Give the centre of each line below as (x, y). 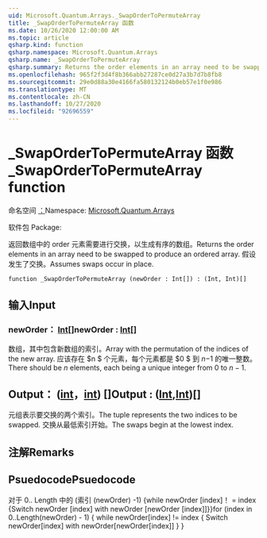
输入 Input (32, 305)
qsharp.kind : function (46, 45)
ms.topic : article (39, 38)
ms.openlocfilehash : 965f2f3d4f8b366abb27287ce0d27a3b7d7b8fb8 (115, 75)
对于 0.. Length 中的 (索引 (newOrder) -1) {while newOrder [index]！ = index (132, 500)
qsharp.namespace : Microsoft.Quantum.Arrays (83, 52)
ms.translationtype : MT (48, 89)
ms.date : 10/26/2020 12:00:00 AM (64, 30)
